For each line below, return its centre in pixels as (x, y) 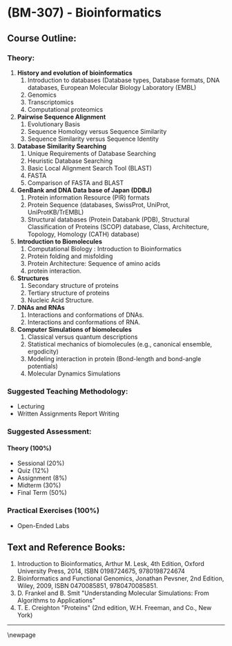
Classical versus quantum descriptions (83, 337)
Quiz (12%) (33, 471)
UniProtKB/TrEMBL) (56, 212)
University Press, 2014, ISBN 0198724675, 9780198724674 (101, 571)
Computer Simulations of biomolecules (75, 329)
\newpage (22, 635)
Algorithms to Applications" (56, 600)
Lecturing (31, 407)
